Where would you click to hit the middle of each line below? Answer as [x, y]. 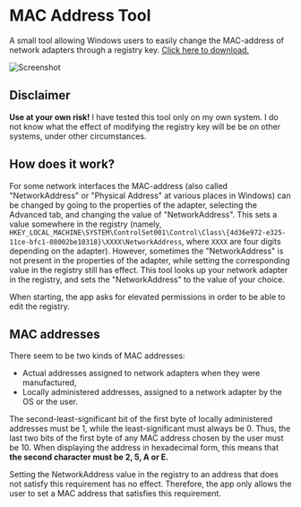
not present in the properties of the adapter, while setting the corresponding [150, 260]
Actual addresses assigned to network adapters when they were [141, 374]
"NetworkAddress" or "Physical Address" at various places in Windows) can [150, 195]
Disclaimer [40, 95]
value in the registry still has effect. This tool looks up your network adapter [149, 270]
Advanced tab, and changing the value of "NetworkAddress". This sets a [143, 214]
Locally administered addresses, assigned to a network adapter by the [152, 392]
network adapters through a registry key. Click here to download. [129, 49]
